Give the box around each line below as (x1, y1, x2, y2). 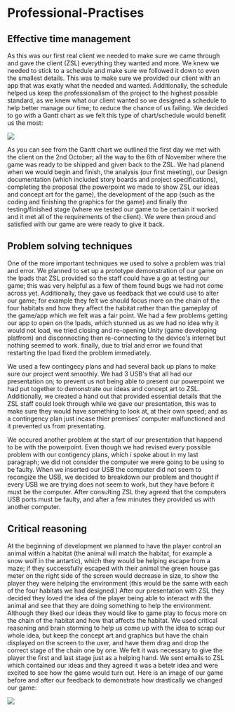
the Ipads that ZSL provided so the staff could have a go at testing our (7, 274, 210, 282)
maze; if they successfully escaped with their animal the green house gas (7, 564, 220, 572)
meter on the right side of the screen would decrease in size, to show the (7, 571, 219, 580)
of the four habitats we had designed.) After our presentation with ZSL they (7, 586, 224, 595)
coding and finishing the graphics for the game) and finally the (7, 198, 188, 206)
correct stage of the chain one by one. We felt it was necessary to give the (7, 646, 223, 654)
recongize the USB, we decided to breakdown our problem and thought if (7, 473, 220, 481)
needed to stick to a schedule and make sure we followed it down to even (7, 67, 220, 74)
